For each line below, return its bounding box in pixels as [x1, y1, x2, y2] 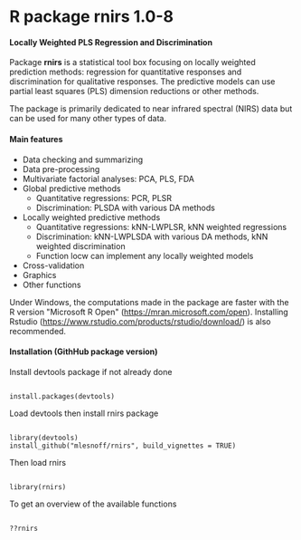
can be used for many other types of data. [9, 113, 167, 124]
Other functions [22, 279, 81, 290]
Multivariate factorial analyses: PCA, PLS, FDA [22, 173, 194, 184]
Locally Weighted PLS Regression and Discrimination [9, 36, 213, 47]
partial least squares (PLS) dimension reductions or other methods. [9, 86, 259, 97]
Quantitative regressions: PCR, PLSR [35, 192, 173, 203]
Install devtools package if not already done [9, 366, 173, 377]
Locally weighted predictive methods [22, 211, 161, 223]
